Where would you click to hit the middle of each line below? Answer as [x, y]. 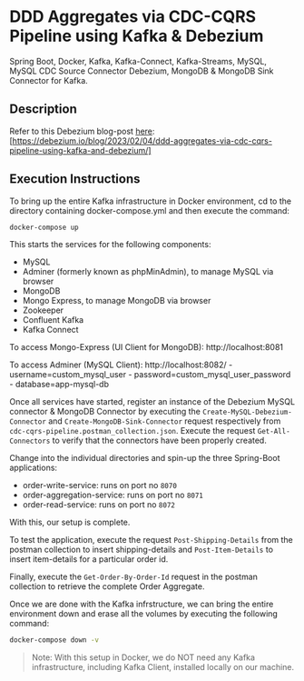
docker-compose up [44, 227]
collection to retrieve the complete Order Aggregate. [107, 586]
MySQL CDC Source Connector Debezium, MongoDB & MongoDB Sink [142, 71]
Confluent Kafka [53, 320]
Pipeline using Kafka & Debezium [137, 36]
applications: [33, 468]
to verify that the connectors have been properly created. [160, 441]
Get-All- [274, 432]
